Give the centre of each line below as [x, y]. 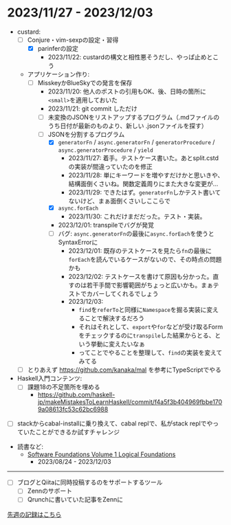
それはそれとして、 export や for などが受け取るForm [151, 327]
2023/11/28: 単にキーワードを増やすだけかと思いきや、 [146, 175]
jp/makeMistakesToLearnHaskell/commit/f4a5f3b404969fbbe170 [130, 402]
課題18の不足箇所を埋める [64, 387]
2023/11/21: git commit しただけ [92, 109]
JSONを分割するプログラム [86, 135]
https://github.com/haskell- [76, 395]
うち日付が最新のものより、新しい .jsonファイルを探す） [128, 126]
